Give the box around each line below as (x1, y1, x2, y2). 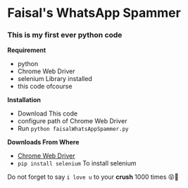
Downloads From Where (7, 138, 80, 146)
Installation (7, 96, 41, 104)
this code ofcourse (17, 82, 73, 91)
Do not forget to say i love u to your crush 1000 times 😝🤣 (7, 173, 179, 181)
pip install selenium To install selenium (17, 159, 137, 168)
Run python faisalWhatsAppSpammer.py (17, 125, 129, 133)
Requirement (7, 46, 46, 54)
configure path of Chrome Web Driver (17, 117, 127, 125)
